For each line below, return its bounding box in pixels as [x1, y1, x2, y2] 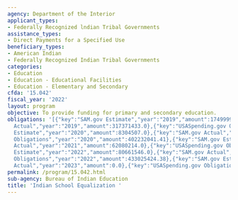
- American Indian [7, 50, 62, 57]
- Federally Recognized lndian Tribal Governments [7, 23, 160, 30]
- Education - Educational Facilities [7, 76, 122, 84]
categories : [7, 63, 42, 70]
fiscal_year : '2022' [7, 96, 69, 104]
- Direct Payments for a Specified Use [7, 37, 125, 44]
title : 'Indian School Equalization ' [7, 182, 122, 189]
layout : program [7, 103, 55, 110]
